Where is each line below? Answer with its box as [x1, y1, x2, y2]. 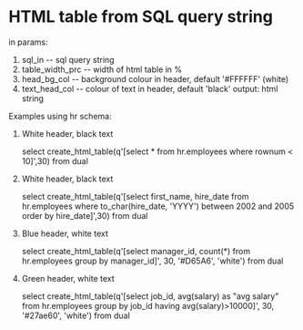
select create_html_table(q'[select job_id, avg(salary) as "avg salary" [21, 290, 279, 302]
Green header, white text [21, 273, 115, 284]
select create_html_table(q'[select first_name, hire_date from [21, 191, 249, 201]
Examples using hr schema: [8, 110, 112, 121]
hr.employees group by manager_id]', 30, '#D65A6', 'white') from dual [21, 255, 284, 266]
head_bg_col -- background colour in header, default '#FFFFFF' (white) [21, 73, 289, 84]
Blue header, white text [21, 228, 108, 239]
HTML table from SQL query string [8, 6, 274, 27]
